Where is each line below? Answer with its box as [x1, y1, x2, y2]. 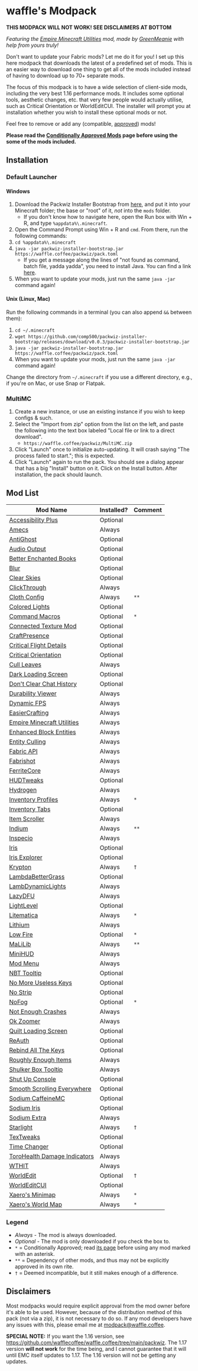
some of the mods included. [6, 138, 77, 145]
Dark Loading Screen [9, 670, 68, 678]
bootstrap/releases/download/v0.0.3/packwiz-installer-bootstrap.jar [14, 339, 190, 345]
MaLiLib [9, 940, 31, 948]
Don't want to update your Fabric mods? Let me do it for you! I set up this [6, 53, 184, 60]
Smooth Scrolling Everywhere [9, 1084, 92, 1093]
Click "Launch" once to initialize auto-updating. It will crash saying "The [14, 446, 190, 453]
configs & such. [14, 414, 53, 421]
